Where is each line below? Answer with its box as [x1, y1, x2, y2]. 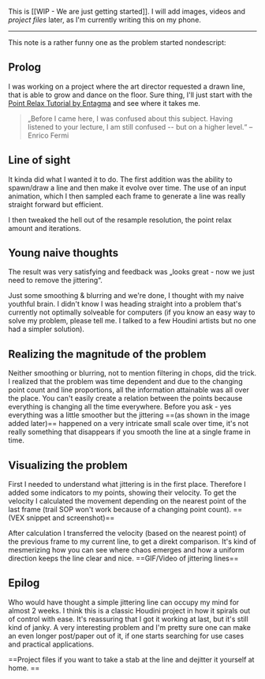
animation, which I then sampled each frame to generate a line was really [8, 191, 246, 201]
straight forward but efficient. [8, 199, 104, 209]
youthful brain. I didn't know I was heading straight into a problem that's [8, 300, 242, 309]
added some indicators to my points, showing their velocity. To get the [8, 488, 237, 497]
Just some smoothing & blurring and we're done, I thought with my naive [8, 291, 244, 300]
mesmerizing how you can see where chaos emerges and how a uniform [8, 545, 244, 555]
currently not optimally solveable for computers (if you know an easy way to [8, 307, 256, 317]
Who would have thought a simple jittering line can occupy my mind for [8, 597, 240, 607]
